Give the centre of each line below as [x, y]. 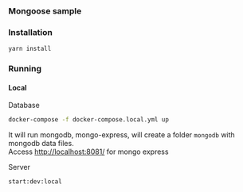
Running [25, 69]
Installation [31, 32]
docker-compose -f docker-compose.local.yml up [89, 120]
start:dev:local [35, 182]
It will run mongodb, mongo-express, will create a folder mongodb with [121, 135]
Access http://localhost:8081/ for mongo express [88, 152]
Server [19, 167]
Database [24, 106]
